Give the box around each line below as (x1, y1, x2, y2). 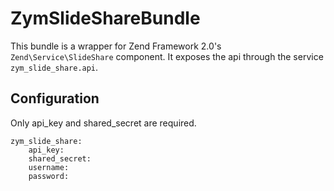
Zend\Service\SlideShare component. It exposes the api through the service (10, 50, 324, 62)
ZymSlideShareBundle (10, 7, 201, 30)
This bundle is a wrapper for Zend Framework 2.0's (10, 40, 222, 52)
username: (28, 162, 70, 172)
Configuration (10, 90, 100, 107)
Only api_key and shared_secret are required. (10, 117, 197, 129)
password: (28, 171, 70, 181)
